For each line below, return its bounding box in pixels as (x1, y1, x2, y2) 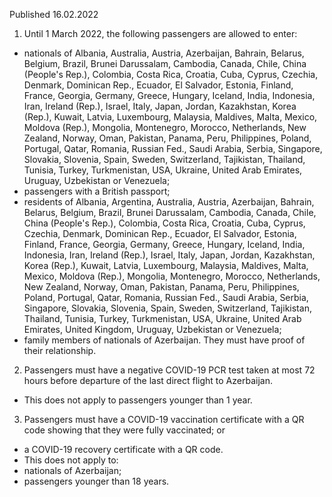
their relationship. (23, 345, 97, 356)
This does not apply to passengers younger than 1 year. (23, 394, 253, 406)
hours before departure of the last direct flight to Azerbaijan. (23, 375, 273, 386)
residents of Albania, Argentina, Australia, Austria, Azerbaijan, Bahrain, (23, 196, 315, 208)
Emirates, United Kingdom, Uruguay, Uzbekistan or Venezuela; (23, 324, 282, 335)
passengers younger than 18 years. (23, 475, 170, 487)
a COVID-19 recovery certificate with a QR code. (23, 444, 224, 455)
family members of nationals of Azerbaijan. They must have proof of (23, 334, 306, 346)
